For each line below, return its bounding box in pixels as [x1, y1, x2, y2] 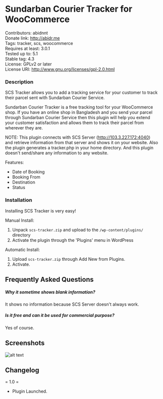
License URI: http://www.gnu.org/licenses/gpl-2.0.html [5, 66, 115, 72]
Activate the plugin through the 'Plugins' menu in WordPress [12, 237, 134, 243]
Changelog [5, 366, 40, 375]
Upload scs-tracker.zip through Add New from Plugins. [12, 256, 125, 262]
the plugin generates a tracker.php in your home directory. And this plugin [5, 145, 154, 151]
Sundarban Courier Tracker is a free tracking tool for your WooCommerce [5, 104, 153, 110]
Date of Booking [12, 169, 45, 175]
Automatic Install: [5, 247, 40, 252]
